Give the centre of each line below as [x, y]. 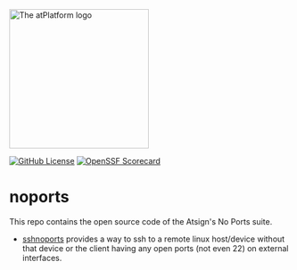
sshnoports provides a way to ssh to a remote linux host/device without [153, 239]
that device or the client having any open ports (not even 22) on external [155, 248]
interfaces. [42, 258]
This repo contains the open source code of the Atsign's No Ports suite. [141, 221]
